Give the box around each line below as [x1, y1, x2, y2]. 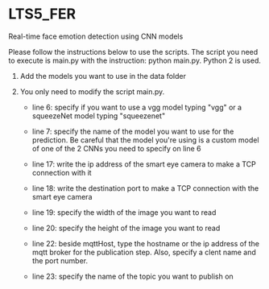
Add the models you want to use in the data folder [19, 71, 187, 81]
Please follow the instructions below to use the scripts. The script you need [8, 47, 259, 56]
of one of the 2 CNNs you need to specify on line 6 [31, 143, 201, 153]
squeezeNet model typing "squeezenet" [31, 110, 166, 121]
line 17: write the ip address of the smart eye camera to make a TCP [31, 159, 256, 169]
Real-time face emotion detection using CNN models [8, 31, 184, 41]
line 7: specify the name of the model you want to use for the [31, 126, 234, 136]
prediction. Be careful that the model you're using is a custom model [31, 134, 259, 145]
